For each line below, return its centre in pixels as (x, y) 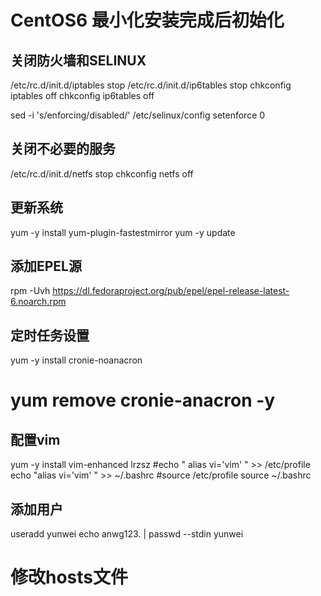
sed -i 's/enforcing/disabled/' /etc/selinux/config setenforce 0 (138, 115)
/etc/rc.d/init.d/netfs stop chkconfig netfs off (102, 173)
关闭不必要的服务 (63, 149)
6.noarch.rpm (38, 302)
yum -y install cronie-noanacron (76, 360)
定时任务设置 (50, 335)
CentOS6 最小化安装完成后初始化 (147, 20)
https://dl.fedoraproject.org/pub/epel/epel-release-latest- (171, 291)
